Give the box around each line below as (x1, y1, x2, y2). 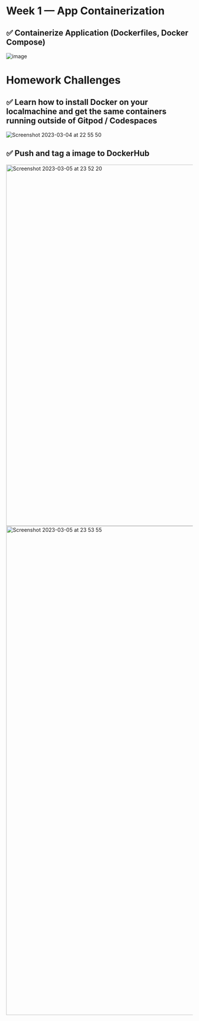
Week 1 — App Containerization (6, 4, 165, 18)
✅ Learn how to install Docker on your (6, 97, 148, 107)
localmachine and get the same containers (6, 106, 167, 116)
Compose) (6, 37, 46, 47)
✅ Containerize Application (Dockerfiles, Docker (6, 28, 188, 38)
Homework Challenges (6, 74, 121, 87)
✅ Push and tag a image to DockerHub (6, 148, 150, 158)
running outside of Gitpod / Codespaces (6, 116, 158, 126)
